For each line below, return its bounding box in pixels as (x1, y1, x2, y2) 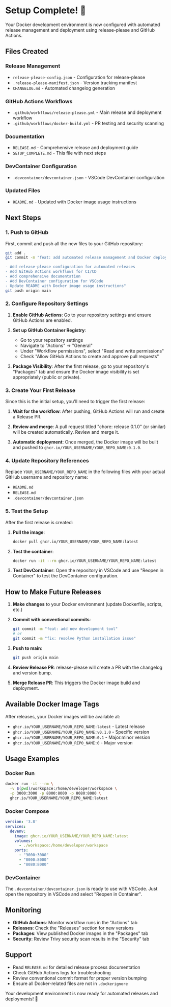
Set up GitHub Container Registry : (12, 327, 87, 333)
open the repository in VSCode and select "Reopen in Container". (5, 891, 142, 897)
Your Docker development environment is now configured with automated (5, 21, 160, 28)
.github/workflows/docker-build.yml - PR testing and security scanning (12, 120, 164, 126)
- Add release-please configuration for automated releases (5, 264, 136, 270)
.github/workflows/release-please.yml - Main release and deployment (12, 109, 162, 115)
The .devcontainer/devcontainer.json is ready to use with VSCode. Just (5, 886, 158, 892)
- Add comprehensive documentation (5, 274, 81, 279)
